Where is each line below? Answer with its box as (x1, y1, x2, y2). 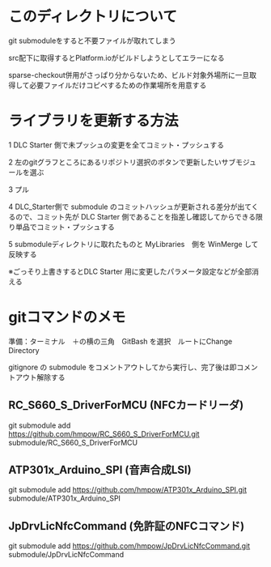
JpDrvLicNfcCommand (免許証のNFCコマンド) (8, 519, 245, 533)
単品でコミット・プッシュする (15, 222, 115, 232)
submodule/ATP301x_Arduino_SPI (8, 493, 121, 503)
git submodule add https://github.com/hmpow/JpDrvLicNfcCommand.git (8, 541, 251, 551)
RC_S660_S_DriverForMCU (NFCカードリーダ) (8, 399, 244, 412)
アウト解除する (15, 372, 66, 382)
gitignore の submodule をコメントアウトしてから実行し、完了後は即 (8, 362, 237, 372)
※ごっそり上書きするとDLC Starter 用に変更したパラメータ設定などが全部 (8, 266, 252, 276)
